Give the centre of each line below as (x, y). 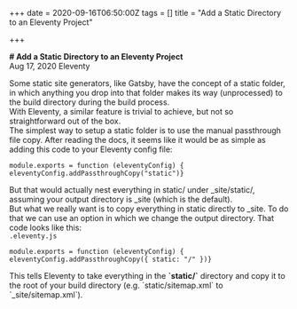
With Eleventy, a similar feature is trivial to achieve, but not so (121, 111)
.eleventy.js (33, 236)
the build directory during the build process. (90, 102)
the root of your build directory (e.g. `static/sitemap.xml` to (116, 285)
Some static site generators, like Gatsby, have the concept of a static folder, (147, 83)
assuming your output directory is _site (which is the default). (121, 199)
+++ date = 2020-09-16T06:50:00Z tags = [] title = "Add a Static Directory (145, 13)
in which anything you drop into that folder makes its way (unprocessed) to (146, 93)
